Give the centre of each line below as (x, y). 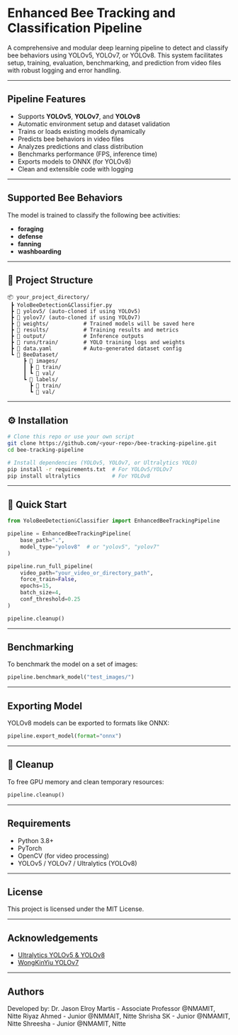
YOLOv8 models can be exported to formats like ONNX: (89, 723)
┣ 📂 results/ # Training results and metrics (95, 330)
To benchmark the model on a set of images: (73, 664)
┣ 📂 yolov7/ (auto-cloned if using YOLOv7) (75, 318)
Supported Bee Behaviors (65, 198)
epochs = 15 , (36, 586)
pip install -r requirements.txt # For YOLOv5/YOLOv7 (90, 469)
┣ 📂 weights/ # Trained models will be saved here (102, 324)
